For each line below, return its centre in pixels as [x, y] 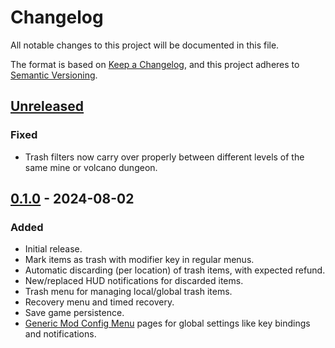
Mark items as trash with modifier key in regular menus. [139, 260]
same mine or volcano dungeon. [91, 167]
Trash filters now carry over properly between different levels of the [164, 157]
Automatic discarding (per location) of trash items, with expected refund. [175, 270]
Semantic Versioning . [54, 75]
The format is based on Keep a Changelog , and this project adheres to [155, 64]
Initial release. [53, 249]
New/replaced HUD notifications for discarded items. [134, 281]
